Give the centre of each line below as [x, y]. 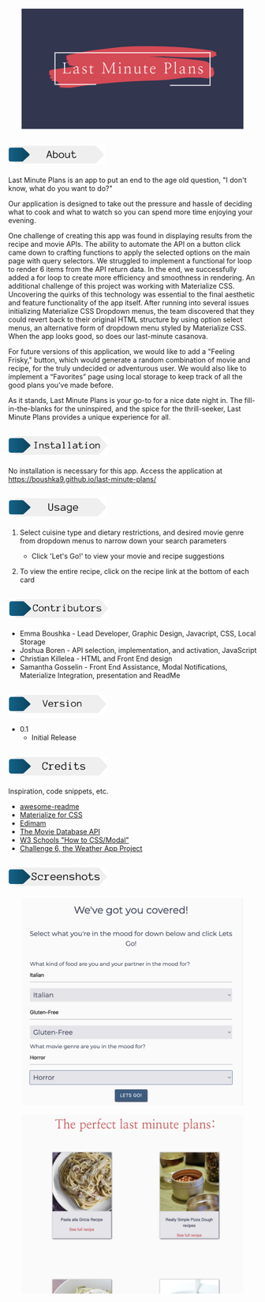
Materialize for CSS [51, 815]
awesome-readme [49, 806]
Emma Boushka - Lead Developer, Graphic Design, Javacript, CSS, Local [138, 634]
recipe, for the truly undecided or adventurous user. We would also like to [127, 368]
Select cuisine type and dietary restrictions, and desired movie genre [132, 532]
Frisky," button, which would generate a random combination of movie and [129, 360]
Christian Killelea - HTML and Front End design [96, 658]
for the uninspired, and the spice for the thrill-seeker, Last [147, 409]
